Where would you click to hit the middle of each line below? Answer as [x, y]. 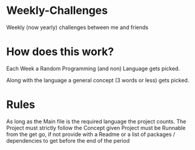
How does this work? [60, 52]
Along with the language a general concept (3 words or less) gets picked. [98, 80]
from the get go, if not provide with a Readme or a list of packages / [91, 134]
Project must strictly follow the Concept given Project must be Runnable [96, 128]
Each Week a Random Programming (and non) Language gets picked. [93, 68]
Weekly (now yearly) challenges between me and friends [77, 27]
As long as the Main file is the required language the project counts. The [96, 121]
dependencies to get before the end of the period [68, 140]
